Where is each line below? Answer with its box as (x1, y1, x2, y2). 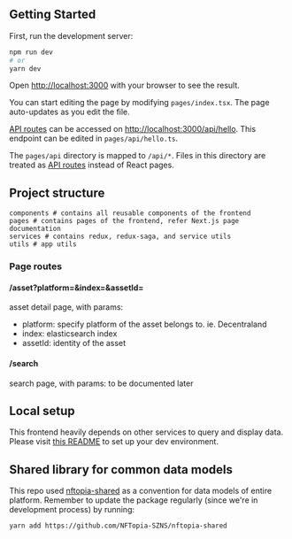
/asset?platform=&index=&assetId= (9, 282, 144, 293)
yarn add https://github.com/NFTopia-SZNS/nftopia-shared (9, 521, 227, 530)
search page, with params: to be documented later (9, 378, 194, 389)
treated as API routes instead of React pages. (9, 159, 174, 171)
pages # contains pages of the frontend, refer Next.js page (9, 217, 240, 226)
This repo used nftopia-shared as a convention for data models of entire (9, 486, 273, 497)
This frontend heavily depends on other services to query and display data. (9, 427, 284, 437)
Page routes (9, 260, 63, 273)
